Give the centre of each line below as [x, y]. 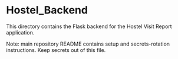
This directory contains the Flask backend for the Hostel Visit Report [89, 26]
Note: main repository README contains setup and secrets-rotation [88, 44]
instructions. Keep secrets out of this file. [56, 50]
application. [20, 32]
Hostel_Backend [47, 10]
